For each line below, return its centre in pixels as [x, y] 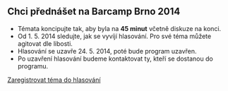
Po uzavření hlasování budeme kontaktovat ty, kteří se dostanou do [115, 59]
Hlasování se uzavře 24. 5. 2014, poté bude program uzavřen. [107, 51]
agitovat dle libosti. [45, 43]
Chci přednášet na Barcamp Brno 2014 [94, 12]
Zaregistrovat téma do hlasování [54, 80]
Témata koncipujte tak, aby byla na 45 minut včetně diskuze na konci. [119, 28]
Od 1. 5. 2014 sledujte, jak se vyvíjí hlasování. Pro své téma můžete [114, 36]
